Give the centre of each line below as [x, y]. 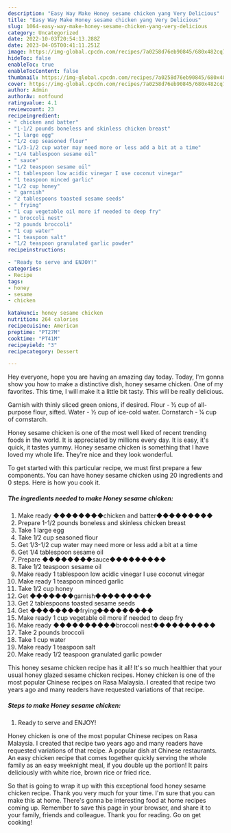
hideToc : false [29, 58]
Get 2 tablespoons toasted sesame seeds [76, 603]
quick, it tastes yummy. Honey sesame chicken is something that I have [109, 447]
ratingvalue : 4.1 [33, 103]
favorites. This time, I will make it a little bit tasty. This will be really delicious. [116, 392]
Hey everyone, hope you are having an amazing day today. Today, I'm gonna [116, 377]
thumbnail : [23, 77]
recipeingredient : [34, 115]
